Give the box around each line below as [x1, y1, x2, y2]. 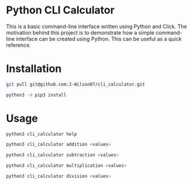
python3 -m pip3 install [6, 92, 67, 98]
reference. [6, 42, 31, 49]
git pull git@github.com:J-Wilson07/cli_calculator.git [6, 81, 145, 87]
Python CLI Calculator [6, 4, 115, 17]
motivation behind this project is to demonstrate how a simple [6, 29, 155, 36]
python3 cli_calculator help [6, 131, 77, 137]
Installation [6, 62, 62, 76]
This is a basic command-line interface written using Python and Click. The [6, 23, 187, 30]
